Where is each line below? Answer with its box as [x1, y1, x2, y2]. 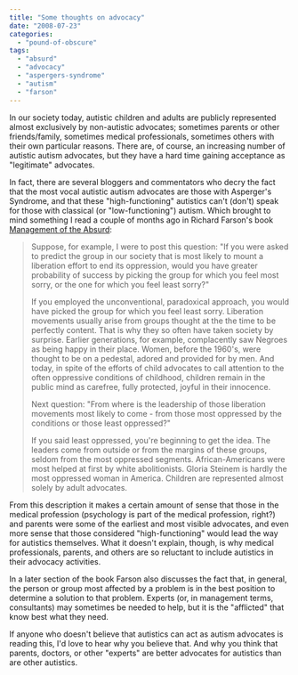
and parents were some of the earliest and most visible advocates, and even [9, 518, 289, 529]
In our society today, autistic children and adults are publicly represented [9, 112, 277, 123]
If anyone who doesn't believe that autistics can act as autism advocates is [9, 629, 284, 639]
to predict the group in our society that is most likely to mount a [30, 250, 264, 261]
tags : [9, 46, 29, 55]
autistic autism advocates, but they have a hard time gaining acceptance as [9, 150, 286, 160]
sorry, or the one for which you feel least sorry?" [30, 279, 210, 289]
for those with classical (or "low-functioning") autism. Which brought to [9, 205, 271, 216]
